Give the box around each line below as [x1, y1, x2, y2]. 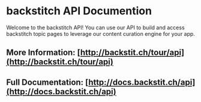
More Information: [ [6, 48, 81, 58]
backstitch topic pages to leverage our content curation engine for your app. [6, 30, 195, 37]
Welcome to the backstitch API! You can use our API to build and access [6, 24, 185, 31]
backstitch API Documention [6, 4, 152, 18]
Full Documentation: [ [6, 77, 89, 87]
